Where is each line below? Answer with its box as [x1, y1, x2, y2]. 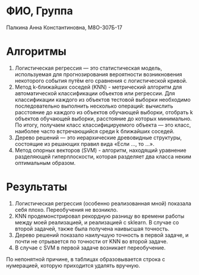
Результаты [6, 180, 68, 194]
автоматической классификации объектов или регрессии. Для [14, 89, 175, 96]
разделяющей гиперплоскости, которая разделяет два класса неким [14, 153, 192, 160]
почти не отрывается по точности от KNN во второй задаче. [14, 237, 168, 245]
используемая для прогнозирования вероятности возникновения [14, 70, 182, 78]
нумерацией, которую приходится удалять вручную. [6, 262, 141, 269]
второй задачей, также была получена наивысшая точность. [14, 225, 170, 232]
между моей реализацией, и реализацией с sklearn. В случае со [14, 218, 179, 226]
